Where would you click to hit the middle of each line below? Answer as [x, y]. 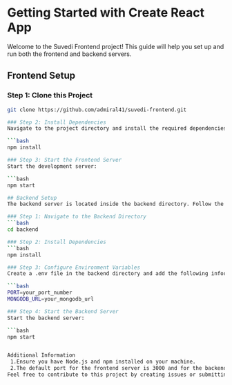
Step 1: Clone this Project [50, 95]
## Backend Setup [32, 198]
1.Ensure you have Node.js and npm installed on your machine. [103, 362]
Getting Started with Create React [106, 13]
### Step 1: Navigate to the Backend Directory [77, 217]
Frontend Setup [41, 76]
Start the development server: [52, 166]
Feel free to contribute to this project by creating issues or [101, 375]
